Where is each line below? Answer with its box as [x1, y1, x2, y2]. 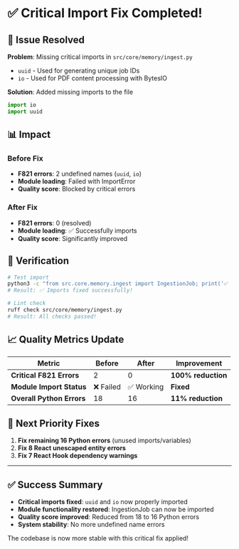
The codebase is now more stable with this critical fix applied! [7, 534, 188, 543]
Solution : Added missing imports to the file [7, 87, 134, 96]
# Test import [7, 274, 50, 281]
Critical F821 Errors [11, 370, 80, 380]
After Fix [7, 203, 38, 213]
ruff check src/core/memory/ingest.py [7, 307, 122, 314]
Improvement [175, 358, 223, 368]
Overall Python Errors [11, 393, 86, 403]
